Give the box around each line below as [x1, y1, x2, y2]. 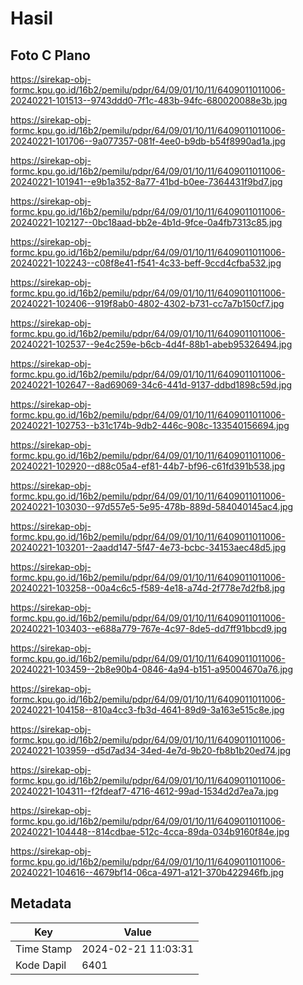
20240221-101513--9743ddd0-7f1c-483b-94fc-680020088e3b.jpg [10, 95, 288, 106]
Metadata [10, 895, 72, 912]
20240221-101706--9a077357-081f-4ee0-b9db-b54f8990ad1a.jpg [10, 135, 286, 147]
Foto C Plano [10, 47, 91, 64]
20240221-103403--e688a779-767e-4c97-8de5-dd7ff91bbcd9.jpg [10, 623, 288, 634]
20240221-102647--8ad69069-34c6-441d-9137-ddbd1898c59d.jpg [10, 379, 293, 391]
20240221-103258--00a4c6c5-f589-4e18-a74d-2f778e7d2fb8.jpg [10, 582, 286, 594]
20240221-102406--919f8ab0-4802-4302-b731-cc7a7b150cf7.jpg [10, 298, 285, 309]
